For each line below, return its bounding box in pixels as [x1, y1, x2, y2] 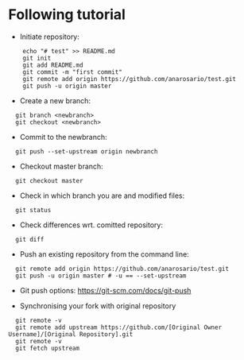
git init [22, 54, 52, 62]
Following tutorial [8, 6, 126, 24]
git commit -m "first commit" [22, 68, 123, 76]
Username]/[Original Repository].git [8, 330, 134, 339]
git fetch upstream [15, 344, 80, 352]
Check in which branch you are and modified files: [19, 191, 185, 200]
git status [15, 206, 52, 214]
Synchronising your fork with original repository [19, 300, 176, 311]
